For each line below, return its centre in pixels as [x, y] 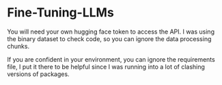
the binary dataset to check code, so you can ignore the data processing [109, 38]
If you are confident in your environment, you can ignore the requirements [111, 59]
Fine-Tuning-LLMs [60, 13]
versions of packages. [38, 74]
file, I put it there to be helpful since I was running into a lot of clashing [106, 66]
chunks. [18, 46]
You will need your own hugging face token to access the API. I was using [111, 32]
